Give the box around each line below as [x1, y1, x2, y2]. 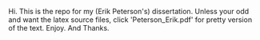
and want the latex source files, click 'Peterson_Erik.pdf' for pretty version [8, 15, 253, 24]
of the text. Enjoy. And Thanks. [8, 24, 110, 32]
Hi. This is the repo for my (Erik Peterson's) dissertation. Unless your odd [8, 7, 250, 16]
